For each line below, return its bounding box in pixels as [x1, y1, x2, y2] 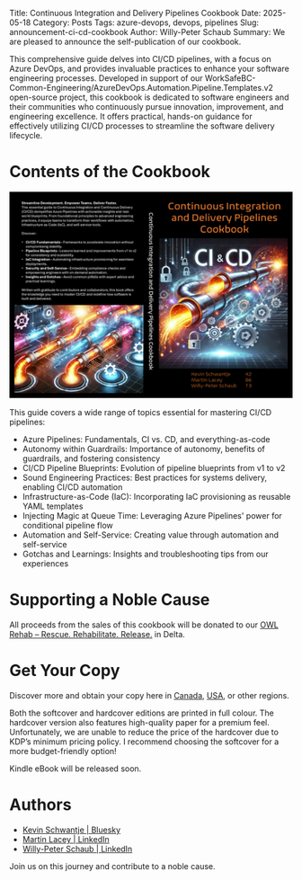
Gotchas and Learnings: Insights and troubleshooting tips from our [22, 548, 269, 560]
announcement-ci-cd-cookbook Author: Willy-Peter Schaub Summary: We [9, 27, 286, 37]
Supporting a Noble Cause [9, 590, 210, 610]
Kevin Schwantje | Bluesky [22, 824, 121, 835]
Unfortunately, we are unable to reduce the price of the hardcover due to [9, 726, 279, 737]
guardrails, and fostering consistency [22, 453, 161, 464]
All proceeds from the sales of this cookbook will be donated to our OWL [9, 619, 279, 630]
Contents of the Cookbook [9, 162, 211, 182]
